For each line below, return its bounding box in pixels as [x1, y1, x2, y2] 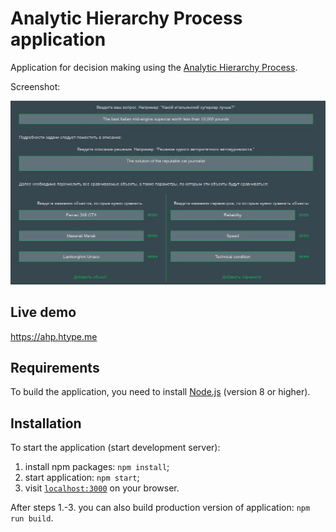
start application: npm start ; [24, 472, 140, 484]
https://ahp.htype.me [10, 330, 98, 342]
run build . [10, 512, 54, 524]
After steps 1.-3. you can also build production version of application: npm [10, 502, 311, 514]
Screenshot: [10, 80, 61, 92]
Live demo [10, 304, 77, 321]
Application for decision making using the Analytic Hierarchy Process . [10, 61, 298, 73]
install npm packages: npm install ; [24, 461, 170, 473]
